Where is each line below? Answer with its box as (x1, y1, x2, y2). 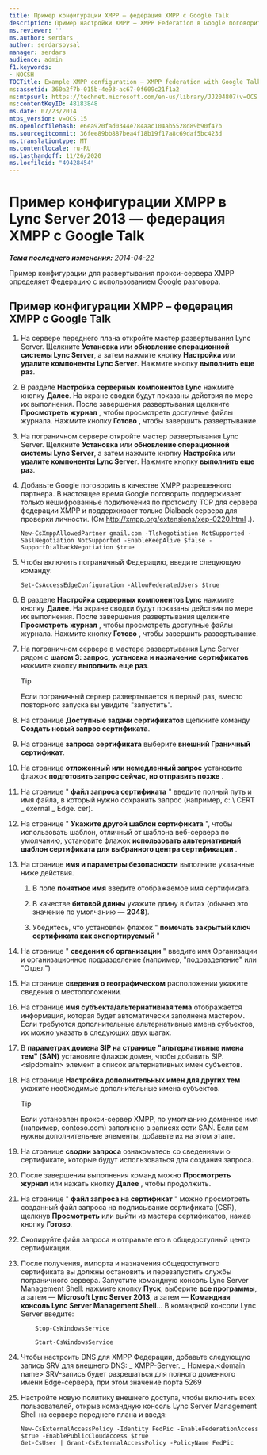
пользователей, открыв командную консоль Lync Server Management (20, 1401, 257, 1411)
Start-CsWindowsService (35, 1338, 113, 1346)
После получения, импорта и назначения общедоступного (20, 1258, 220, 1268)
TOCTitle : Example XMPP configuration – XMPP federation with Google (9, 78, 244, 86)
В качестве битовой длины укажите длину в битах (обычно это (32, 898, 249, 908)
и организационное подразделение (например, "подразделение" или (20, 955, 257, 964)
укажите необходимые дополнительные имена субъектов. (20, 1083, 220, 1093)
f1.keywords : (9, 63, 52, 71)
